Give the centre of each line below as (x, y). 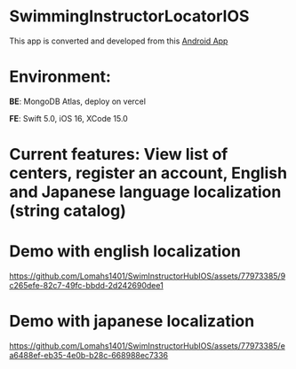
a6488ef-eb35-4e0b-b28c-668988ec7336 (89, 355)
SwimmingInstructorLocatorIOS (129, 16)
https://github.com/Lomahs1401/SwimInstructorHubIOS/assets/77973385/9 (148, 276)
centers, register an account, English (148, 173)
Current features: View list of (119, 155)
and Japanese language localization (145, 192)
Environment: (60, 77)
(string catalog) (68, 211)
